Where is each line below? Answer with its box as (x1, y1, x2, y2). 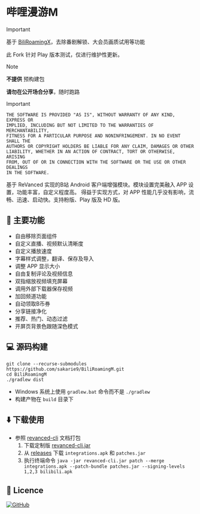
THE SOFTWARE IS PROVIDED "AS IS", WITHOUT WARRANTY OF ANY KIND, (6, 112, 175, 118)
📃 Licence (6, 485, 44, 495)
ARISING (6, 154, 26, 160)
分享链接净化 (14, 307, 47, 314)
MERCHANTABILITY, (6, 127, 50, 133)
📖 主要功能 (6, 215, 45, 225)
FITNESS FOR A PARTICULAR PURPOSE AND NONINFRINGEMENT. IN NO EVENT (6, 133, 181, 139)
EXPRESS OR (6, 117, 34, 123)
